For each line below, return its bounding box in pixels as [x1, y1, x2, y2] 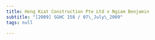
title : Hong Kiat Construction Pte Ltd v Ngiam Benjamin [6, 8, 150, 15]
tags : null [6, 19, 33, 25]
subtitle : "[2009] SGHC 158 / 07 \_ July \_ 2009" [6, 14, 123, 20]
